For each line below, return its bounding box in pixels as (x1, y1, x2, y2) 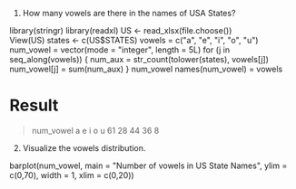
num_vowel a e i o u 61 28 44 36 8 (31, 125, 160, 136)
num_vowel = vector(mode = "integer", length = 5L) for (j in (9, 44, 230, 55)
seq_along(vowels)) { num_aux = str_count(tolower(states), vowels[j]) (9, 54, 270, 64)
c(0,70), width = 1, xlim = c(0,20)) (9, 169, 134, 180)
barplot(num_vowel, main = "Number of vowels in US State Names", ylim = (9, 160, 288, 171)
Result (9, 95, 59, 116)
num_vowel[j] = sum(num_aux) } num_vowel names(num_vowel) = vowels (9, 63, 283, 74)
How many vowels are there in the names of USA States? (22, 8, 236, 18)
